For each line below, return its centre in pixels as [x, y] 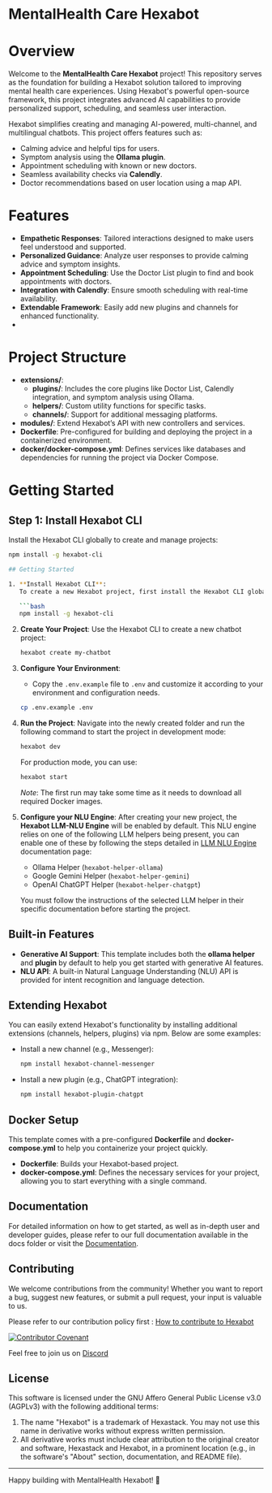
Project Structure [68, 357]
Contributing [41, 1269]
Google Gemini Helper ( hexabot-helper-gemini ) [111, 876]
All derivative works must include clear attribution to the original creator [140, 1439]
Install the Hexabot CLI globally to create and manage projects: [113, 540]
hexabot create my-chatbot [66, 653]
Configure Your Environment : [70, 669]
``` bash [32, 606]
